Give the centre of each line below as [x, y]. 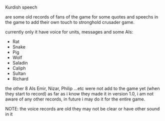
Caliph [19, 68]
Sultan [19, 73]
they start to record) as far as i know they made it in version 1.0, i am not [79, 94]
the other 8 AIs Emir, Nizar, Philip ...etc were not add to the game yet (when [82, 88]
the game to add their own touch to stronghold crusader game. [70, 22]
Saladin [20, 63]
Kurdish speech [21, 7]
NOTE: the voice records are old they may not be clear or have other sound [82, 109]
